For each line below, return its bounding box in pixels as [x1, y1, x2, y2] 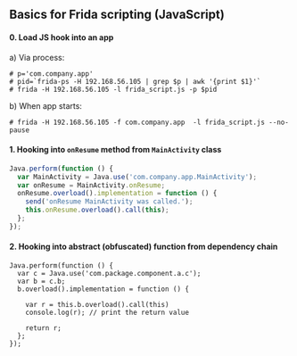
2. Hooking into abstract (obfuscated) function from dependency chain [9, 241, 278, 253]
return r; [25, 324, 62, 333]
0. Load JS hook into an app [9, 31, 114, 43]
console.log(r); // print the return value [25, 308, 190, 317]
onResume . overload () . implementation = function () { [17, 189, 218, 198]
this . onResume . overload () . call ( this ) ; [25, 205, 169, 215]
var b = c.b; [17, 277, 66, 286]
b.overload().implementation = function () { [17, 285, 190, 294]
